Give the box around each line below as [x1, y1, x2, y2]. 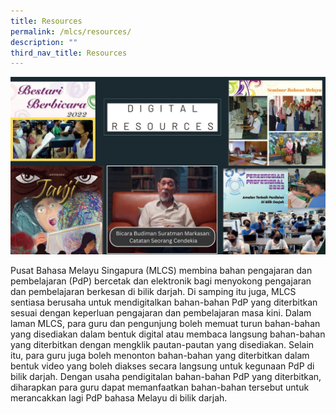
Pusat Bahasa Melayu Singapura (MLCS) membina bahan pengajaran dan [10, 264, 313, 276]
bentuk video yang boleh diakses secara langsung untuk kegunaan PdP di [10, 360, 315, 372]
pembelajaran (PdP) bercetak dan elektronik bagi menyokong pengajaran [10, 275, 312, 287]
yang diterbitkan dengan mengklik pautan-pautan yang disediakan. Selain [10, 338, 315, 350]
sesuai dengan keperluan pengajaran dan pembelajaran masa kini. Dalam [10, 306, 312, 319]
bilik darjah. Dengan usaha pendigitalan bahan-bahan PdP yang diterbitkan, [10, 370, 322, 382]
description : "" [10, 37, 78, 47]
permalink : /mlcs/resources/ [10, 26, 132, 37]
